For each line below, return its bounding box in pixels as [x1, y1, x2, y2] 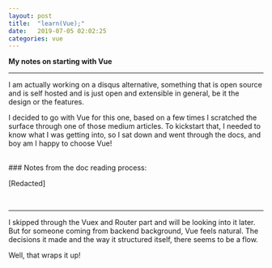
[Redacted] [8, 179, 46, 189]
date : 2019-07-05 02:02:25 [8, 27, 107, 35]
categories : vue [8, 34, 63, 43]
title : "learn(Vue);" [8, 19, 85, 28]
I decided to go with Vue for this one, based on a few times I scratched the [8, 113, 257, 122]
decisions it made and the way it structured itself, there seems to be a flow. [8, 235, 259, 245]
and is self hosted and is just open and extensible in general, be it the [8, 88, 240, 98]
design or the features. [8, 97, 85, 107]
